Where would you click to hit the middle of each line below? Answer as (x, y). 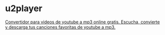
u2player (24, 9)
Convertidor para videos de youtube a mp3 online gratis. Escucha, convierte (82, 22)
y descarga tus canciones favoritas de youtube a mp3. (60, 27)
